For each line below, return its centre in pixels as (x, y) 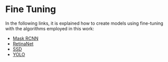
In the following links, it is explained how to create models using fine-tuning (85, 23)
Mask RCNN (25, 38)
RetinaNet (23, 43)
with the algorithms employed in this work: (50, 28)
